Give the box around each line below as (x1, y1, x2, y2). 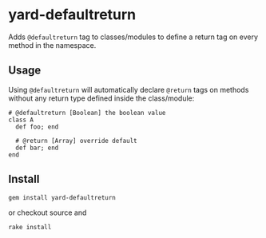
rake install (8, 223, 52, 231)
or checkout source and (8, 208, 87, 217)
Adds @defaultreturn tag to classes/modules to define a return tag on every (8, 32, 258, 42)
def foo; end (15, 122, 59, 131)
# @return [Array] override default (15, 137, 137, 145)
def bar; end (15, 144, 59, 152)
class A (8, 116, 34, 124)
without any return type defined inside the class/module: (8, 93, 195, 103)
